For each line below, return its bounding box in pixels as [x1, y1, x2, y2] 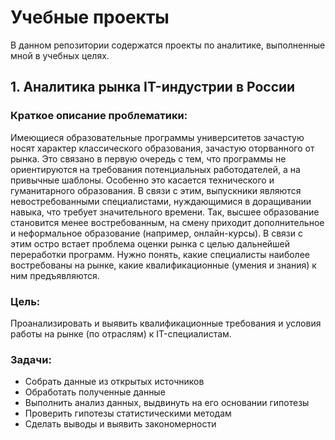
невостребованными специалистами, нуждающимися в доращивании [10, 195, 312, 207]
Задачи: [10, 352, 52, 366]
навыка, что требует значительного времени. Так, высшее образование [10, 206, 320, 218]
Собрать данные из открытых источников [24, 376, 205, 388]
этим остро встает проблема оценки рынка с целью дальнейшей [10, 237, 291, 250]
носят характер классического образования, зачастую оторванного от [10, 142, 315, 154]
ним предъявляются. [10, 269, 100, 281]
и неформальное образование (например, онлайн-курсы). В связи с [10, 227, 304, 239]
